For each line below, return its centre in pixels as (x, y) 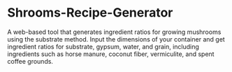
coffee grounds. (30, 61)
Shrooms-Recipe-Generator (90, 13)
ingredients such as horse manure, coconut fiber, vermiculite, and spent (111, 54)
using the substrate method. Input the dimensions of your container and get (116, 39)
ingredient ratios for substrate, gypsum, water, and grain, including (103, 46)
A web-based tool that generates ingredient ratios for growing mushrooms (114, 32)
